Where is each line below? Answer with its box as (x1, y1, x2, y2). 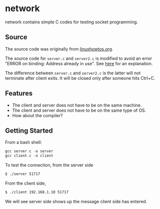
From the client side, (5, 180, 46, 186)
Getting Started (5, 126, 53, 135)
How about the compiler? (12, 112, 63, 118)
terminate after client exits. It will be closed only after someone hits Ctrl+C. (5, 75, 155, 81)
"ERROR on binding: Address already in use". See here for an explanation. (5, 60, 153, 66)
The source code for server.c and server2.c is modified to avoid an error (5, 55, 152, 61)
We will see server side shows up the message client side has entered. (5, 198, 147, 204)
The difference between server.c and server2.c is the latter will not (5, 70, 141, 76)
